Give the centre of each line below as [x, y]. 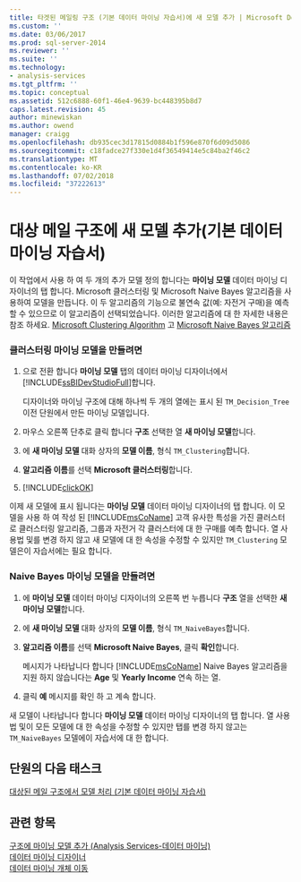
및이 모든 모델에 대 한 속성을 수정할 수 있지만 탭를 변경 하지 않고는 [133, 726]
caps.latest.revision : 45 [57, 109]
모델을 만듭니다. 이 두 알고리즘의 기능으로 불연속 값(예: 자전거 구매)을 [153, 303]
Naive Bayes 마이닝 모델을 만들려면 [82, 577]
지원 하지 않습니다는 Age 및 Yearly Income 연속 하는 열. [121, 677]
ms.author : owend [42, 126]
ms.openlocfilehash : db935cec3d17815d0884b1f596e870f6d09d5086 [130, 142]
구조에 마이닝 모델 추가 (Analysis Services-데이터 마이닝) [110, 846]
